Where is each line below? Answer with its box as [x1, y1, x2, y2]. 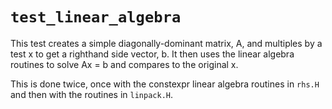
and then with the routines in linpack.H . [10, 88, 173, 100]
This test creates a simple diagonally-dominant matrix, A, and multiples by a [10, 37, 323, 49]
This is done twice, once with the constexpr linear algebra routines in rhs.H [10, 78, 320, 90]
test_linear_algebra [10, 8, 182, 27]
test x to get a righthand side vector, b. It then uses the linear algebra [10, 48, 295, 60]
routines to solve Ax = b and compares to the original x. [10, 58, 239, 70]
